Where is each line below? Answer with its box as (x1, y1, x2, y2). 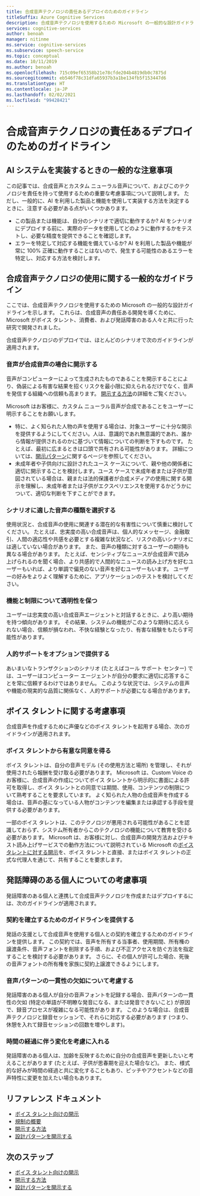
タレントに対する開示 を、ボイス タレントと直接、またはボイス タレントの (6, 848, 186, 855)
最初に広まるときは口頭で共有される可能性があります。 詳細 (35, 445, 183, 452)
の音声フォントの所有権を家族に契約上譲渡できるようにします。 (6, 960, 162, 967)
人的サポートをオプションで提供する (6, 650, 110, 658)
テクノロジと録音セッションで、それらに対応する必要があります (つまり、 (11, 1014, 192, 1021)
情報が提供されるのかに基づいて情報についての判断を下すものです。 (20, 437, 186, 444)
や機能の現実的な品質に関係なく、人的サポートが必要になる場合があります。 (6, 687, 193, 694)
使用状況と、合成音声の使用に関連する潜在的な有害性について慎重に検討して (6, 521, 193, 528)
